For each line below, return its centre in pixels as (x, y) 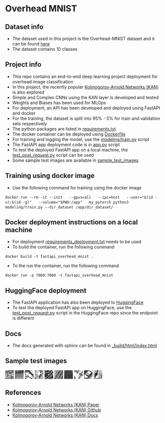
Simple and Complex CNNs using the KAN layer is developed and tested (85, 97)
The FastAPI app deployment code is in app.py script (66, 144)
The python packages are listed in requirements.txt (64, 129)
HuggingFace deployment (46, 291)
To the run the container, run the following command (66, 266)
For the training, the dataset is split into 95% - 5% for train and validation (86, 118)
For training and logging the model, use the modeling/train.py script (81, 139)
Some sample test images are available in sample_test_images (75, 160)
